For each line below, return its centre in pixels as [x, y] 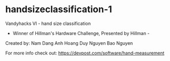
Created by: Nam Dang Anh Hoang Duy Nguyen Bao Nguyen [69, 43]
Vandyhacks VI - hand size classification [48, 23]
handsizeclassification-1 [59, 9]
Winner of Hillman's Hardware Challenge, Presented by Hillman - [81, 33]
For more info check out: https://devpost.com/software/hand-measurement [85, 53]
